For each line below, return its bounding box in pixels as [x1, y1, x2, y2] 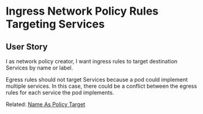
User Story [6, 41, 48, 52]
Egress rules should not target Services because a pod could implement [6, 76, 188, 83]
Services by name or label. [6, 64, 73, 71]
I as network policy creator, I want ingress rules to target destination [6, 58, 178, 65]
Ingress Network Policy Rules [6, 4, 159, 18]
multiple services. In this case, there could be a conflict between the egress [6, 82, 197, 90]
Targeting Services [6, 17, 105, 31]
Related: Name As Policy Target [6, 101, 85, 108]
